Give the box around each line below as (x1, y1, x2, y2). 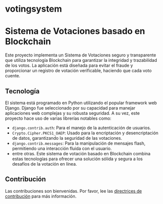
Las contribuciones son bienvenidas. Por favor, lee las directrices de (5, 188, 142, 194)
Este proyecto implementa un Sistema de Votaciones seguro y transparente (5, 52, 157, 58)
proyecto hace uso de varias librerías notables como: (5, 115, 112, 121)
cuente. (5, 73, 20, 79)
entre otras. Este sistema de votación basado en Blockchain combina (12, 150, 151, 156)
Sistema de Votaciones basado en (5, 26, 145, 37)
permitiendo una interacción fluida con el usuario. (12, 145, 112, 151)
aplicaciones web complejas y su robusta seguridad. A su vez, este (5, 110, 140, 116)
